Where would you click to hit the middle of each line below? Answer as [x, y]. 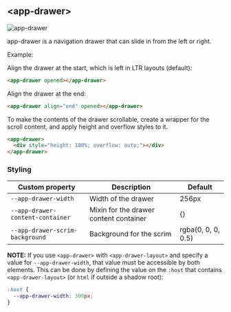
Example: [20, 54]
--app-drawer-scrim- [44, 231]
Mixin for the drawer [122, 210]
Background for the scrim [130, 234]
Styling [20, 170]
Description [131, 187]
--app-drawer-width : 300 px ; [54, 296]
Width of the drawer [122, 199]
